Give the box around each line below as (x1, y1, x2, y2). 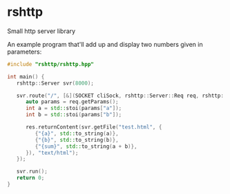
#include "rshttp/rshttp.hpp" (7, 61, 95, 67)
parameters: (7, 47, 42, 56)
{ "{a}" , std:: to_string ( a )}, (35, 130, 119, 137)
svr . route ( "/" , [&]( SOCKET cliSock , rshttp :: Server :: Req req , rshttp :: (16, 92, 227, 99)
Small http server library (7, 27, 76, 35)
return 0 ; (16, 175, 45, 182)
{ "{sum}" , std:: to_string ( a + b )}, (35, 142, 137, 150)
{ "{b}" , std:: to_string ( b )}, (35, 136, 119, 143)
